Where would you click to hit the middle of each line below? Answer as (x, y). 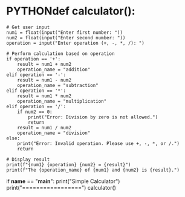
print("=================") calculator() (61, 187)
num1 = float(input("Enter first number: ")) (64, 32)
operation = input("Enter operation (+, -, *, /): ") (76, 43)
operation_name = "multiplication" (62, 101)
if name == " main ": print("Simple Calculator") (63, 181)
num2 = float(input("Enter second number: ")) (66, 37)
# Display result (28, 159)
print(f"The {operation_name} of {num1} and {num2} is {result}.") (93, 170)
